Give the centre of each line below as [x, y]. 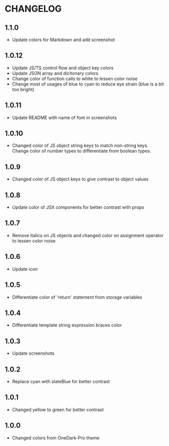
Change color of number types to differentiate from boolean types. [81, 151]
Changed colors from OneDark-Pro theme [56, 438]
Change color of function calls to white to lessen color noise [75, 79]
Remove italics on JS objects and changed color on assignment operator [88, 235]
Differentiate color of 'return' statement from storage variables [77, 297]
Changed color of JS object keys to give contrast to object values [80, 179]
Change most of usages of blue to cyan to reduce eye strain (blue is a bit [88, 84]
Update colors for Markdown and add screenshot [63, 40]
